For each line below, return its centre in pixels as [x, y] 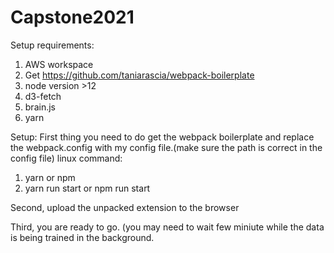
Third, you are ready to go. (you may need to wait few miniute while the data [167, 227]
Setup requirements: [52, 45]
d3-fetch [43, 96]
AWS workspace [59, 64]
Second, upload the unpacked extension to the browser [125, 207]
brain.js [40, 107]
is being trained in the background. [82, 237]
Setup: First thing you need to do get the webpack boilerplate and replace [162, 137]
